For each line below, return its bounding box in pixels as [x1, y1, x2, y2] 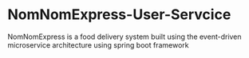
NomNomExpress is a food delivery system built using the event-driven [7, 32, 242, 41]
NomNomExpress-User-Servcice [7, 6, 231, 24]
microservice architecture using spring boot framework [7, 40, 189, 49]
